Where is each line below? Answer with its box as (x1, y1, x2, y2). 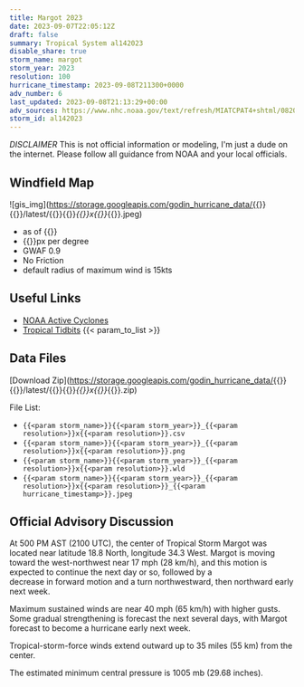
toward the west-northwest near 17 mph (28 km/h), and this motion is (9, 558, 268, 568)
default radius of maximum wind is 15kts (22, 264, 173, 275)
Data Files (9, 350, 67, 367)
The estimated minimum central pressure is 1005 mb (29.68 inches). (9, 667, 264, 679)
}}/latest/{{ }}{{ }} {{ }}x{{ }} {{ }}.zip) (15, 384, 138, 395)
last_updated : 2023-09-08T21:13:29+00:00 (9, 97, 168, 107)
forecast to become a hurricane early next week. (9, 623, 192, 634)
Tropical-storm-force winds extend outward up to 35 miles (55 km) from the (9, 640, 293, 652)
